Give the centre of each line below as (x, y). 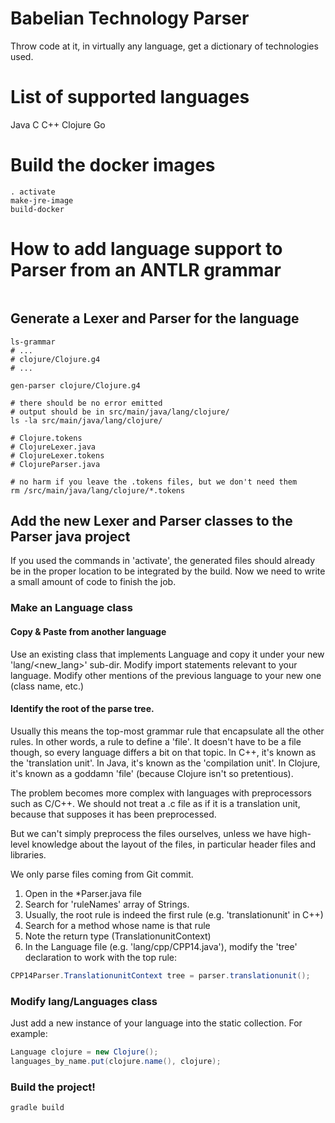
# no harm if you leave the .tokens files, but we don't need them (154, 482)
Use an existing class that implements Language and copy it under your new (167, 654)
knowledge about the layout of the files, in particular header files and (174, 844)
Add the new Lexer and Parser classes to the (151, 520)
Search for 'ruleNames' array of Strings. (107, 904)
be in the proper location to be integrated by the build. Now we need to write (168, 571)
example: (29, 1033)
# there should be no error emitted (86, 403)
